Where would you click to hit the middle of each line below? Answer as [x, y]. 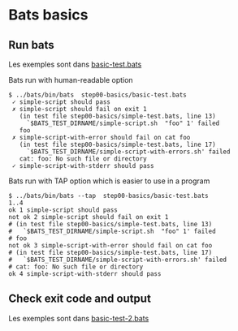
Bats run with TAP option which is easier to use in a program [109, 181]
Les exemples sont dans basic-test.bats [75, 64]
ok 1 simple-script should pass [63, 210]
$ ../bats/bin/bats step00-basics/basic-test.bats [97, 95]
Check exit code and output [80, 299]
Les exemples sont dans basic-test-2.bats [79, 318]
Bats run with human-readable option [71, 80]
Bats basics [48, 15]
